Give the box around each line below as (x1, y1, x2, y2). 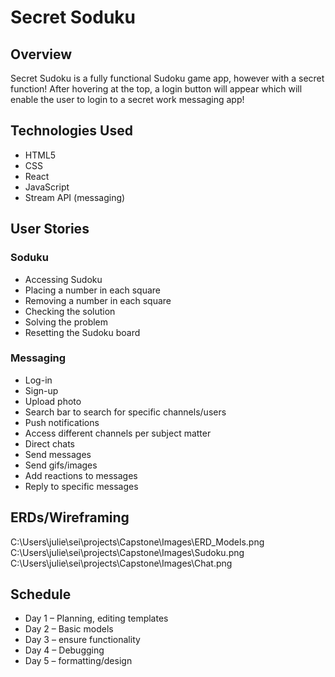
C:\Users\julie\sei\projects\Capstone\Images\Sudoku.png (10, 546, 245, 558)
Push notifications (24, 416, 100, 428)
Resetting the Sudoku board (24, 326, 141, 338)
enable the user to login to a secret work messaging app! (10, 94, 245, 105)
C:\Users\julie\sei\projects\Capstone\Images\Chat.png (10, 557, 233, 569)
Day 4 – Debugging (24, 644, 105, 656)
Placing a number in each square (24, 284, 162, 296)
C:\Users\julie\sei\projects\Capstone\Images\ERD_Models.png (10, 536, 265, 548)
